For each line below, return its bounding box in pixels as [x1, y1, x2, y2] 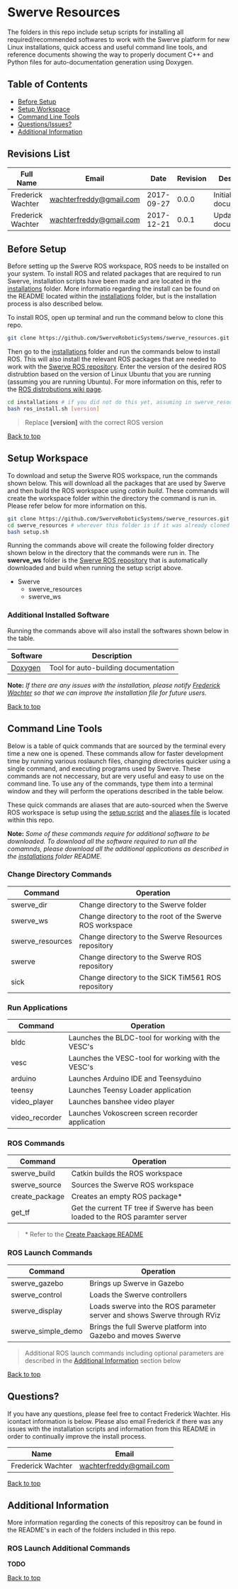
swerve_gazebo [11, 1278, 64, 1288]
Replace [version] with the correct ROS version [24, 418, 164, 426]
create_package [11, 1192, 65, 1202]
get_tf [11, 1208, 30, 1217]
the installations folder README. [7, 852, 103, 860]
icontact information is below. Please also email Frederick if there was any [7, 1417, 223, 1425]
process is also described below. [7, 299, 103, 308]
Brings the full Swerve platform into [89, 1322, 207, 1332]
